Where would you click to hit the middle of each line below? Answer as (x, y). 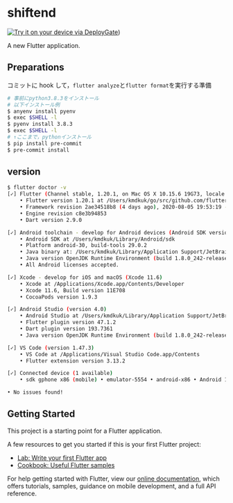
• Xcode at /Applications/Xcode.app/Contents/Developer (102, 284)
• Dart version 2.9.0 (51, 220)
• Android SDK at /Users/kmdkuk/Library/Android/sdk (97, 239)
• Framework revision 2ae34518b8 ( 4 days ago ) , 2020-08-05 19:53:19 (121, 207)
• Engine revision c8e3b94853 (63, 214)
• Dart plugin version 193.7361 (66, 329)
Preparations (36, 67)
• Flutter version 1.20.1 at (62, 201)
